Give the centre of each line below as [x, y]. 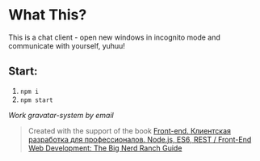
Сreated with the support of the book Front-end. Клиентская [130, 130]
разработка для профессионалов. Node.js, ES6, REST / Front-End [140, 139]
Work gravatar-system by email [61, 115]
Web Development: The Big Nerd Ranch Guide [105, 148]
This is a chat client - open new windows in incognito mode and [114, 37]
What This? [48, 15]
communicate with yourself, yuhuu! [67, 45]
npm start [37, 100]
